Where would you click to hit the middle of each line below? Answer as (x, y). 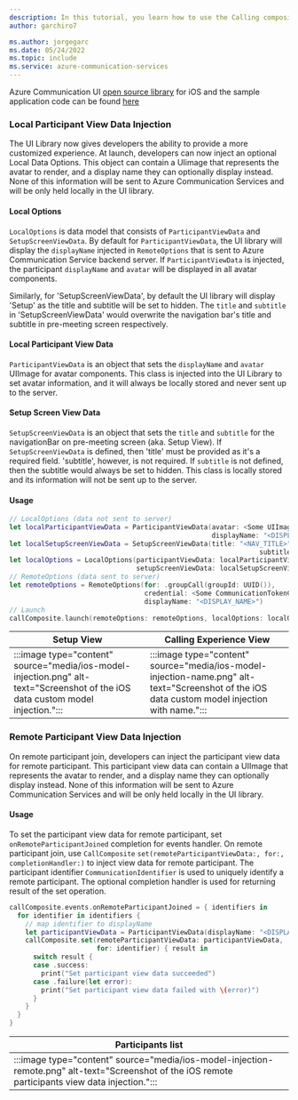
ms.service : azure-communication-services (89, 67)
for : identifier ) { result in (152, 949)
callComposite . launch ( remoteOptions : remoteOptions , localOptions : (137, 618)
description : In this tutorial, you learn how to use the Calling (134, 17)
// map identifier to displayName (89, 924)
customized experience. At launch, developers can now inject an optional (143, 153)
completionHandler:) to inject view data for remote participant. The (132, 863)
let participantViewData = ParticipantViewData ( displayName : (140, 932)
